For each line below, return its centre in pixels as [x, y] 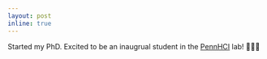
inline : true [30, 23]
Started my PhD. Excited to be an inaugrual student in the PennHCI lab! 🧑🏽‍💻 [134, 46]
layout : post [30, 16]
